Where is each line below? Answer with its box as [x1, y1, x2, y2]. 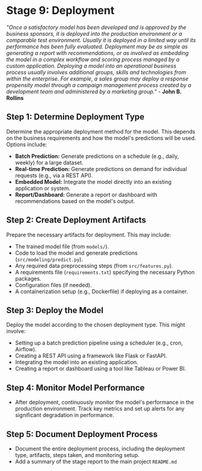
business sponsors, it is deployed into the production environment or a [6, 30, 183, 37]
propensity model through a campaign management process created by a [6, 81, 192, 88]
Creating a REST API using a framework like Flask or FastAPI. [15, 352, 168, 360]
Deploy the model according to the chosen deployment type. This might [6, 321, 186, 328]
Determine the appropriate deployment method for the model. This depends [6, 128, 195, 135]
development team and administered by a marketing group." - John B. [6, 88, 182, 95]
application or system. [15, 184, 71, 192]
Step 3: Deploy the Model [6, 305, 104, 315]
